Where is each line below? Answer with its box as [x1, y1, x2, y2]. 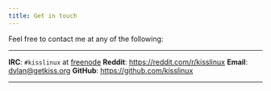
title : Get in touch [8, 11, 78, 20]
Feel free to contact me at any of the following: [8, 34, 164, 43]
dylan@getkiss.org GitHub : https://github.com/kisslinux [8, 65, 194, 75]
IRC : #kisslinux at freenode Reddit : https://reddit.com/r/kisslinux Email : [8, 57, 248, 67]
